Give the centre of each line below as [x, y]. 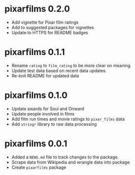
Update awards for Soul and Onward [48, 109]
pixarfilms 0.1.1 [35, 52]
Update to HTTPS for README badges [50, 32]
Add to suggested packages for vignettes [53, 27]
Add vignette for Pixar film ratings [45, 22]
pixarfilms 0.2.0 [37, 9]
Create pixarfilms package [39, 167]
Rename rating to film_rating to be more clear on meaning [71, 65]
